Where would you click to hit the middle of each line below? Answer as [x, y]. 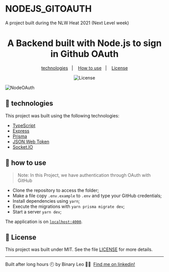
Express [21, 131]
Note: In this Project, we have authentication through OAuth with [84, 175]
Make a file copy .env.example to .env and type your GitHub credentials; [87, 196]
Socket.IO [23, 147]
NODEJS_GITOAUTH [49, 9]
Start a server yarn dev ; [37, 212]
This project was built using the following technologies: [62, 116]
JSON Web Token [31, 142]
